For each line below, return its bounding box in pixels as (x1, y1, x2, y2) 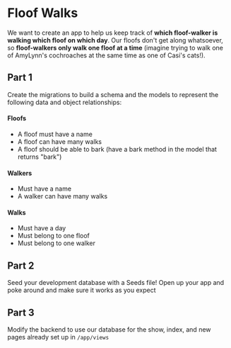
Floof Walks (7, 5, 78, 21)
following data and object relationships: (7, 98, 122, 106)
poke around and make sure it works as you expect (7, 286, 157, 295)
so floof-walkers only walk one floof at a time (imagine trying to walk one (7, 43, 224, 52)
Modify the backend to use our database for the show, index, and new (7, 325, 211, 334)
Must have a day (17, 224, 66, 232)
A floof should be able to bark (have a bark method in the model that (17, 145, 218, 153)
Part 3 (7, 306, 35, 318)
